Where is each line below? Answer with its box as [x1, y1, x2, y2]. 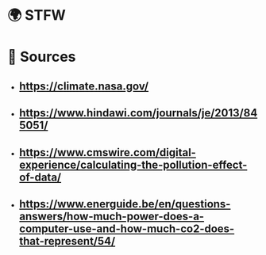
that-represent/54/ [18, 234, 116, 248]
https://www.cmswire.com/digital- [18, 146, 196, 159]
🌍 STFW [7, 6, 67, 25]
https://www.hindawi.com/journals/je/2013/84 [18, 106, 258, 120]
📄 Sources [7, 48, 76, 66]
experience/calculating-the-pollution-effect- [18, 158, 248, 171]
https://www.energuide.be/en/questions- [18, 197, 231, 211]
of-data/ [18, 170, 61, 184]
